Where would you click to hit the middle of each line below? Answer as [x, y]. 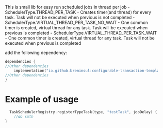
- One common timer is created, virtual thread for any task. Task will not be [80, 38]
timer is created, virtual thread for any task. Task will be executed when [76, 28]
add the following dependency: [36, 53]
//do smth [24, 117]
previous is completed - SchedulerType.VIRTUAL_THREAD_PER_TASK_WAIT [81, 33]
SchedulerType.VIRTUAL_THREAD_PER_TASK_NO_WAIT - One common [77, 22]
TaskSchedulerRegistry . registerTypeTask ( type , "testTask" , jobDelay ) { [83, 112]
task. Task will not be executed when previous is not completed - [70, 17]
